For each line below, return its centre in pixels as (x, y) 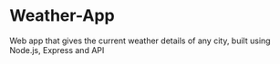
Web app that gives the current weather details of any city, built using (140, 41)
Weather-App (62, 16)
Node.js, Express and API (57, 50)
